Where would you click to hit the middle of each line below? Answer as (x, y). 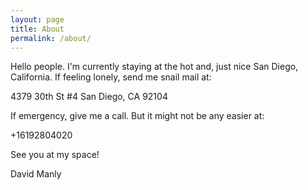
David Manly (36, 174)
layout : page (37, 19)
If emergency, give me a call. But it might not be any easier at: (137, 116)
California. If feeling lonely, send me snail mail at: (111, 77)
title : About (37, 29)
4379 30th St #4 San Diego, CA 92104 (89, 97)
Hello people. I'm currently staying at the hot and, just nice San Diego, (154, 67)
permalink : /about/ (51, 38)
